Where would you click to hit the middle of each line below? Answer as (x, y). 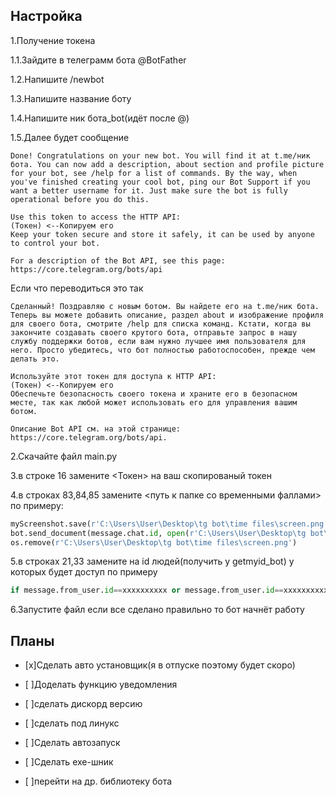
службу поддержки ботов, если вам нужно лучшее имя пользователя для (158, 341)
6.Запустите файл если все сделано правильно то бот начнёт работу (157, 610)
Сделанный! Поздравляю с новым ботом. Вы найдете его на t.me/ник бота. (165, 306)
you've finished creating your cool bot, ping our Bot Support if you (160, 182)
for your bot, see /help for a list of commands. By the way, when (154, 173)
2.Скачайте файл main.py (64, 456)
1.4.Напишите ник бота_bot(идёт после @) (100, 118)
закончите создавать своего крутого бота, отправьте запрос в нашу (154, 332)
